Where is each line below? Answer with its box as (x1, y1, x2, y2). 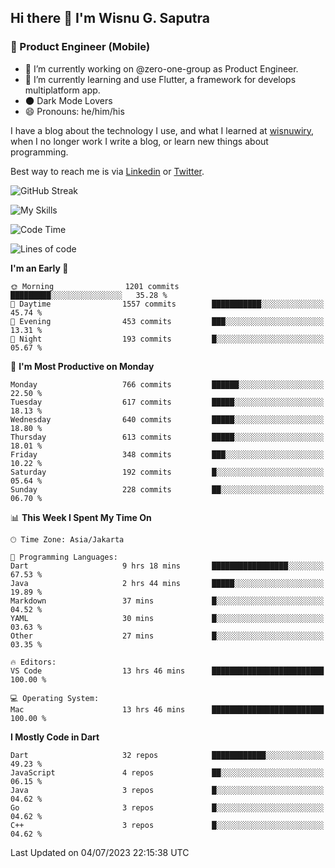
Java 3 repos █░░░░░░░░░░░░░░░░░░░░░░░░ (10, 785, 325, 795)
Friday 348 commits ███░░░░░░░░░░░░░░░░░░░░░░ (10, 449, 325, 460)
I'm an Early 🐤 (10, 262, 69, 274)
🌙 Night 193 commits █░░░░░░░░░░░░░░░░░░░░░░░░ (10, 334, 325, 344)
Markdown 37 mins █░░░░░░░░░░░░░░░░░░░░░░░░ (10, 596, 325, 606)
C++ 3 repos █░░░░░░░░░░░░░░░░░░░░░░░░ (10, 820, 325, 830)
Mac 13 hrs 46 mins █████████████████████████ (10, 704, 325, 715)
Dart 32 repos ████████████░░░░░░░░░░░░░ (10, 750, 325, 760)
